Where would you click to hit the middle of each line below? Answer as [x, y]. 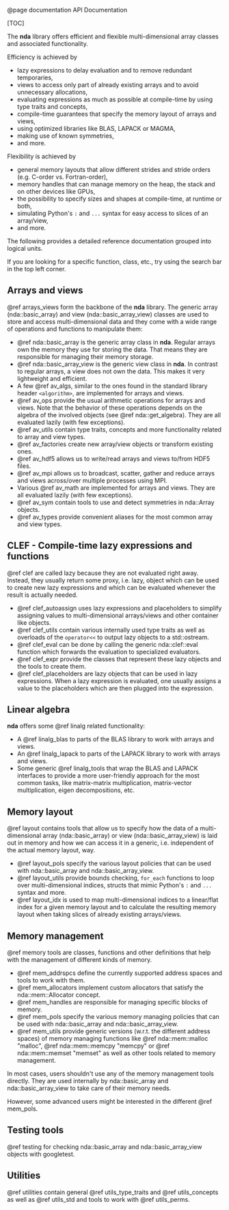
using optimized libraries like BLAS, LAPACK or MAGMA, [96, 128]
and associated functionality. [48, 44]
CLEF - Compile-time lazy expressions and [100, 546]
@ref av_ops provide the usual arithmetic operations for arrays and [111, 400]
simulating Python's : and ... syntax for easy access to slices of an [112, 213]
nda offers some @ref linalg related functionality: [76, 726]
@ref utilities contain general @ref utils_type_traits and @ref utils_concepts [113, 1192]
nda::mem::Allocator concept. [59, 995]
